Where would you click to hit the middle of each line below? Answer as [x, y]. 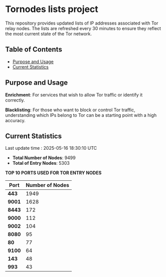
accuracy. [16, 120]
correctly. [15, 100]
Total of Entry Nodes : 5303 [41, 163]
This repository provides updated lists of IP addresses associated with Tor [82, 23]
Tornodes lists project [52, 9]
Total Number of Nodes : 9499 [44, 158]
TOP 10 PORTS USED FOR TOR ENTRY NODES [53, 173]
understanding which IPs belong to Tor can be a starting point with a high [81, 115]
